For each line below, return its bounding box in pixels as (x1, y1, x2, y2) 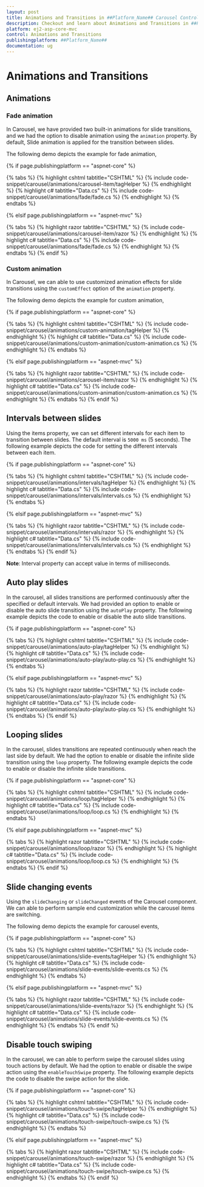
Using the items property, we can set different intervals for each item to (6, 429, 185, 436)
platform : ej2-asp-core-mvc (6, 26, 78, 32)
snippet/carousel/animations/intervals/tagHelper (6, 479, 127, 486)
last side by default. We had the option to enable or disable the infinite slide (6, 752, 195, 759)
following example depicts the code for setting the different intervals (6, 442, 177, 450)
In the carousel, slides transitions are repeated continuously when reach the (6, 746, 196, 753)
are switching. (6, 911, 42, 918)
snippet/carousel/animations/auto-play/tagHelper (6, 643, 130, 650)
